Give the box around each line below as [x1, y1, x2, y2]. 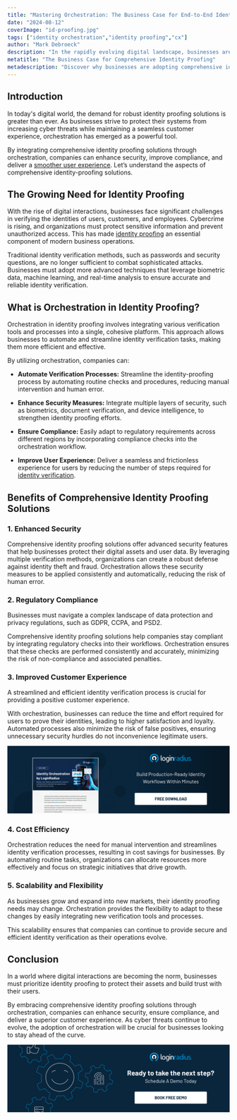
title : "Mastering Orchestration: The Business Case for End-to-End [7, 11, 213, 18]
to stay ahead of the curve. [7, 1031, 86, 1039]
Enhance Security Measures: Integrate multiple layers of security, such [17, 399, 227, 407]
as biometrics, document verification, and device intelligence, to [17, 406, 205, 415]
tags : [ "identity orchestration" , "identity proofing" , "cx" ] [7, 34, 188, 41]
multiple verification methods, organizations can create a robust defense [7, 554, 219, 563]
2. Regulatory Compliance [7, 595, 99, 604]
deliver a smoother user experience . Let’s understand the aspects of [7, 160, 206, 169]
